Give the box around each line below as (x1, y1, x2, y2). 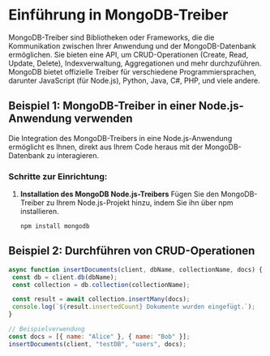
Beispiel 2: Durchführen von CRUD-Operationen (8, 244, 255, 258)
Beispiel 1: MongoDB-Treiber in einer (8, 99, 197, 113)
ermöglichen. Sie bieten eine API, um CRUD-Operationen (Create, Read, (8, 49, 249, 59)
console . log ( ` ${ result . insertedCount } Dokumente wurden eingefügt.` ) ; (11, 302, 255, 311)
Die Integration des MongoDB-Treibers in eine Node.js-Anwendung (8, 133, 233, 143)
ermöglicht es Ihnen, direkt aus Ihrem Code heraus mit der (8, 142, 204, 152)
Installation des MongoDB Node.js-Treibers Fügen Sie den (19, 189, 220, 199)
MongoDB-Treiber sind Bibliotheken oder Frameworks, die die (8, 32, 215, 42)
